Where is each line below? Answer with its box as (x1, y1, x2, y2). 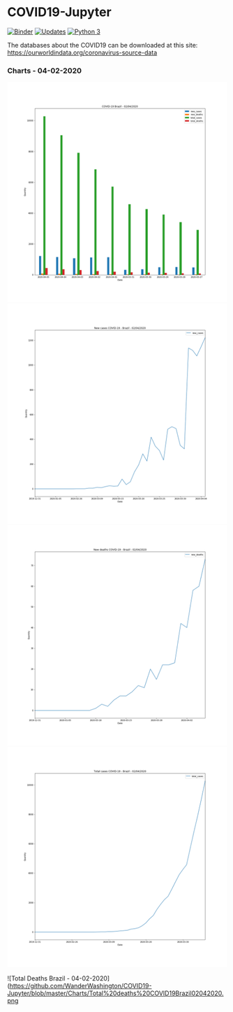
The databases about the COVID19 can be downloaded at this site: (7, 41, 198, 49)
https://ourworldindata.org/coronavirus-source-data (7, 48, 158, 57)
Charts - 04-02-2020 (7, 66, 82, 76)
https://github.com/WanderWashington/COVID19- (9, 982, 152, 990)
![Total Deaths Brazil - (7, 974, 70, 983)
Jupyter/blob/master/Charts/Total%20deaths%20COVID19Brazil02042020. (7, 989, 225, 997)
